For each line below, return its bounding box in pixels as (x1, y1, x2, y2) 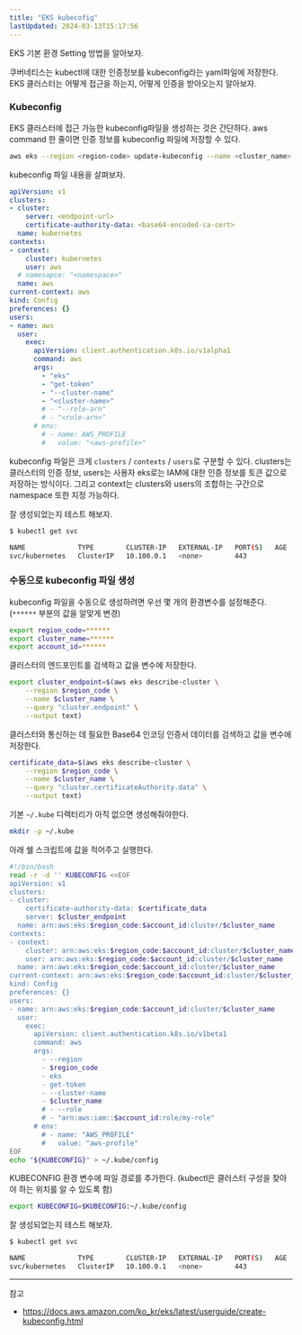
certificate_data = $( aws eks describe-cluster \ (9, 758, 191, 767)
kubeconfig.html (22, 1315, 84, 1326)
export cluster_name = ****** (9, 634, 115, 643)
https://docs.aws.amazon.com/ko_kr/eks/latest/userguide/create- (22, 1305, 267, 1316)
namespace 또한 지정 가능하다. (9, 489, 120, 500)
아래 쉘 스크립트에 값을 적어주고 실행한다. (9, 844, 154, 855)
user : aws (25, 262, 63, 271)
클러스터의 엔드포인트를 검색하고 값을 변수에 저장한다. (9, 659, 197, 671)
